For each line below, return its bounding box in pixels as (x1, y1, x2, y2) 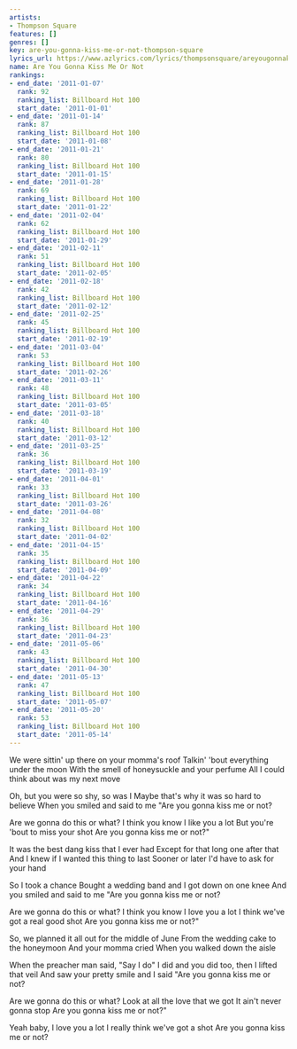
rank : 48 (17, 384, 49, 393)
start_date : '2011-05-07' (17, 697, 113, 706)
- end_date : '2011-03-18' (9, 409, 104, 418)
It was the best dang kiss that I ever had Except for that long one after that (9, 843, 279, 854)
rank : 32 (17, 516, 49, 525)
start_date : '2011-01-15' (17, 169, 113, 178)
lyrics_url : (9, 54, 53, 63)
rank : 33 (17, 482, 49, 492)
